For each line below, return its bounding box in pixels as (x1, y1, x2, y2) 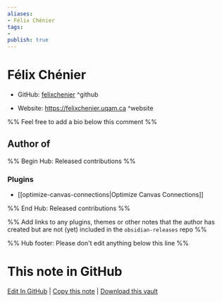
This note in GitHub (7, 264, 123, 279)
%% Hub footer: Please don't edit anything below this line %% (7, 239, 189, 248)
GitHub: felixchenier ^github (17, 90, 99, 99)
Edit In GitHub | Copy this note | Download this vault (7, 287, 159, 296)
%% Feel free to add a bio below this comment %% (7, 118, 157, 126)
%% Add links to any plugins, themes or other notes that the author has (7, 218, 215, 226)
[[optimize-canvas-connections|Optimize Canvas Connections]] (17, 191, 204, 199)
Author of (7, 138, 51, 150)
